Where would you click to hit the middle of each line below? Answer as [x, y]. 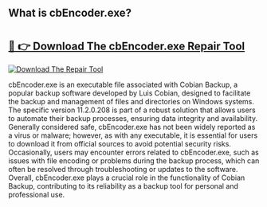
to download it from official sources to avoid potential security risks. [120, 144]
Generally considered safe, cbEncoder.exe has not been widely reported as [132, 127]
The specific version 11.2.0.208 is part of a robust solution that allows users [132, 110]
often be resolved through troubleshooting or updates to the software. [123, 169]
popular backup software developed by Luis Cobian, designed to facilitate [130, 93]
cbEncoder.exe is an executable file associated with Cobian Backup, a [123, 84]
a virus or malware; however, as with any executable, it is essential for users [133, 135]
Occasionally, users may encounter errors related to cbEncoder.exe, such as [133, 152]
